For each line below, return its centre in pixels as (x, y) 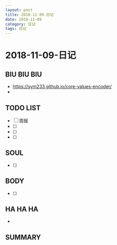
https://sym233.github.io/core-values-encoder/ (62, 87)
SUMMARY (23, 237)
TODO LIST (23, 108)
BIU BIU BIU (24, 74)
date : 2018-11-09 (24, 19)
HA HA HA (22, 209)
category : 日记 (21, 24)
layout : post (19, 10)
